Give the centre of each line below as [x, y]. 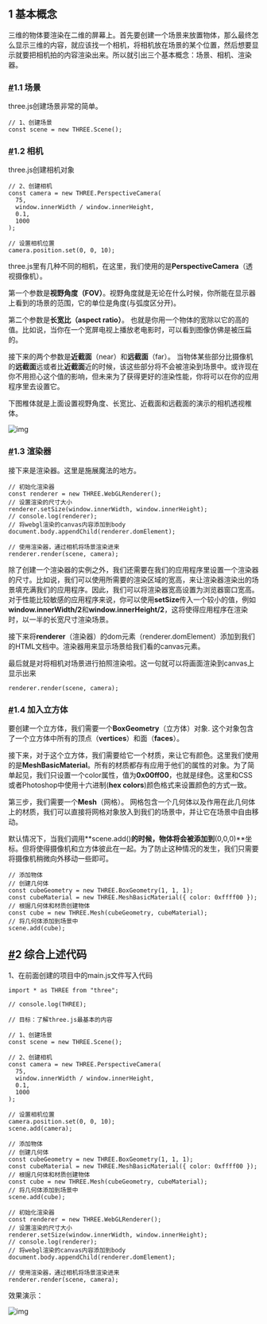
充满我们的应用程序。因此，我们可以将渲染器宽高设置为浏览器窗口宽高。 [140, 589]
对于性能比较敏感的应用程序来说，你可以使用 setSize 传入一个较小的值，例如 [132, 600]
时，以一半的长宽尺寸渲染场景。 [60, 619]
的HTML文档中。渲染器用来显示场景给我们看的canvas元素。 [106, 646]
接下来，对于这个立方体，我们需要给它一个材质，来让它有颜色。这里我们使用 [133, 755]
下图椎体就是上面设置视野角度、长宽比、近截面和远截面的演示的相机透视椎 [130, 403]
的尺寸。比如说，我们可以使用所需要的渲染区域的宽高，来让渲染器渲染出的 [130, 580]
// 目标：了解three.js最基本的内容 [60, 1019]
